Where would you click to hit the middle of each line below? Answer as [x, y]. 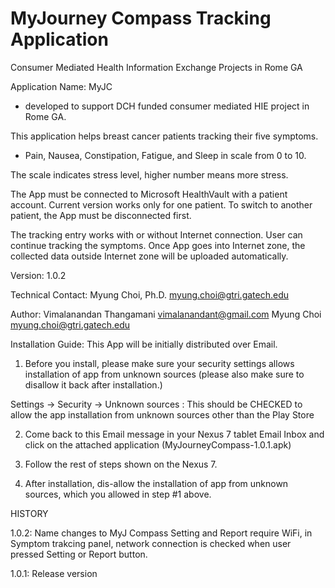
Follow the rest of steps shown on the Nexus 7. [121, 464]
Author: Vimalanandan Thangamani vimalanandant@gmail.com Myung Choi [166, 314]
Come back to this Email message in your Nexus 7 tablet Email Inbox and [174, 434]
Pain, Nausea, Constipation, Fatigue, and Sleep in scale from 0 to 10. [165, 155]
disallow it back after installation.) [93, 384]
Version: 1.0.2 [38, 275]
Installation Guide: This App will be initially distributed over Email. [144, 344]
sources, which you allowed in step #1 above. [118, 494]
